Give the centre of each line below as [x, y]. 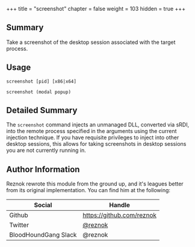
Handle [120, 205]
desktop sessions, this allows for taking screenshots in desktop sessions [96, 144]
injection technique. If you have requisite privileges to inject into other [93, 137]
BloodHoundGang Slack [43, 235]
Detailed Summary [42, 111]
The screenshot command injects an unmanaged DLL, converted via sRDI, [98, 125]
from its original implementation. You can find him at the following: [88, 190]
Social [43, 205]
